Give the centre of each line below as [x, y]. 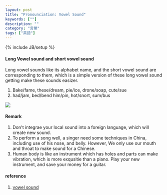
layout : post [19, 10]
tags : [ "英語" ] [20, 33]
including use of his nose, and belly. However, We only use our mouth [84, 143]
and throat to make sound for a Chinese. [54, 148]
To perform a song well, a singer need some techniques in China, [79, 138]
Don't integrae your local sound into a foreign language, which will [80, 127]
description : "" [22, 24]
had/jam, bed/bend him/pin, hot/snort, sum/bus [61, 95]
